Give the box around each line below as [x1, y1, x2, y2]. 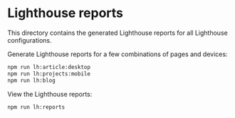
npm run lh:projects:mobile [7, 70, 91, 77]
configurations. [7, 36, 52, 44]
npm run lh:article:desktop [7, 63, 91, 70]
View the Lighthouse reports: [7, 90, 93, 98]
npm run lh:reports [7, 103, 66, 111]
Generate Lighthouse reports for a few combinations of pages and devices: [7, 50, 228, 58]
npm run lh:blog [7, 77, 56, 84]
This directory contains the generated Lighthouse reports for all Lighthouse [7, 28, 228, 37]
